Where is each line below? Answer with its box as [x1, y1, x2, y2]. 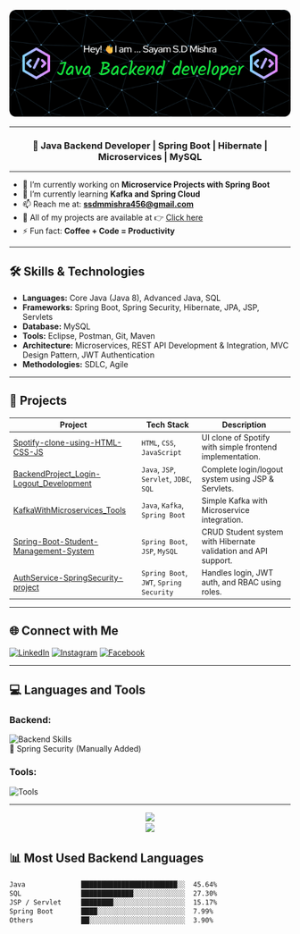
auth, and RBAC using [201, 577, 281, 588]
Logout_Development [12, 478, 92, 489]
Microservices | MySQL [97, 150, 203, 163]
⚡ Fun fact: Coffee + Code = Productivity [21, 225, 176, 237]
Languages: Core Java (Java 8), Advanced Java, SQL [21, 292, 221, 303]
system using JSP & [201, 473, 275, 484]
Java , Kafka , [141, 500, 185, 510]
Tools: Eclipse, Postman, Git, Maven [21, 330, 156, 341]
